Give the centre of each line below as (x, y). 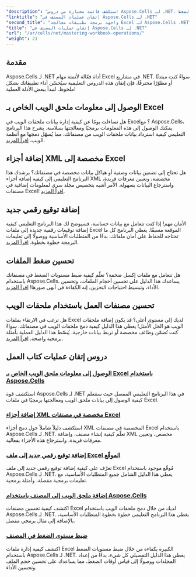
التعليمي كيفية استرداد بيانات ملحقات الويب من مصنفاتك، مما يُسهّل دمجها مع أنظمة (96, 134)
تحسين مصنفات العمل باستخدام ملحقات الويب (80, 306)
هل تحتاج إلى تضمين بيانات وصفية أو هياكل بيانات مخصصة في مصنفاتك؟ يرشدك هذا (96, 173)
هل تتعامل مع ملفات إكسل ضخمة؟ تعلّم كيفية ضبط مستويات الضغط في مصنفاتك (93, 275)
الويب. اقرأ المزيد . (26, 140)
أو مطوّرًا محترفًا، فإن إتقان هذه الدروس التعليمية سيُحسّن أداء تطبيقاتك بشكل (89, 83)
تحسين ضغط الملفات (40, 261)
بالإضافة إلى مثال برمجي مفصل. (41, 521)
